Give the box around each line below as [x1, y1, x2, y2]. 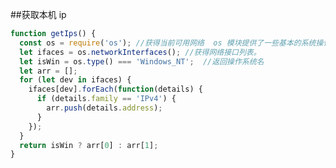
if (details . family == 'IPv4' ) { [36, 94, 177, 104]
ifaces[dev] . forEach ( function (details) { [28, 84, 203, 95]
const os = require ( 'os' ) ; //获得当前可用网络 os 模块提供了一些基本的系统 [19, 38, 317, 48]
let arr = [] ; [19, 66, 78, 76]
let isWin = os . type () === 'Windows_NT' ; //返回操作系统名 [19, 56, 265, 67]
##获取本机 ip [10, 9, 67, 20]
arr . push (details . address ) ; [46, 103, 163, 113]
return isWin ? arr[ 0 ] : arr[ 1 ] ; [19, 140, 159, 150]
